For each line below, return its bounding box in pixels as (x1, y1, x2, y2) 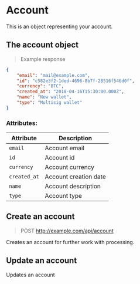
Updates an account (6, 271, 55, 278)
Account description (45, 182, 101, 191)
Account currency (45, 163, 95, 171)
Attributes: (6, 119, 38, 127)
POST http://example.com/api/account (20, 227, 114, 234)
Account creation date (45, 173, 107, 181)
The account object (6, 40, 79, 50)
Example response (20, 55, 66, 62)
